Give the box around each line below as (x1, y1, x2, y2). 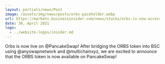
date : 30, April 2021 (5, 21, 50, 26)
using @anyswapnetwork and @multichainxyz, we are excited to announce (5, 48, 157, 54)
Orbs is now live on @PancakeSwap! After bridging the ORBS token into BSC (5, 43, 160, 49)
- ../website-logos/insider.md (9, 30, 74, 35)
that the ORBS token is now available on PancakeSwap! (5, 54, 117, 59)
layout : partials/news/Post (5, 7, 63, 12)
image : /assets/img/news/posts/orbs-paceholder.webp (5, 12, 115, 17)
